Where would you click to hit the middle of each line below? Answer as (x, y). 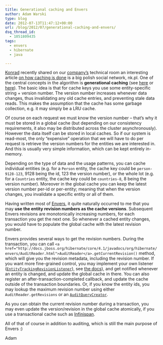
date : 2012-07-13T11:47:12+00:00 (39, 23)
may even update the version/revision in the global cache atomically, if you (80, 309)
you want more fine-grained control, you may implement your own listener (79, 264)
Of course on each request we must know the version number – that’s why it (81, 118)
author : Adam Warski (26, 14)
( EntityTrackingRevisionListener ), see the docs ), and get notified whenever (81, 269)
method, (147, 253)
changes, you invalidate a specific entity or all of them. (60, 194)
